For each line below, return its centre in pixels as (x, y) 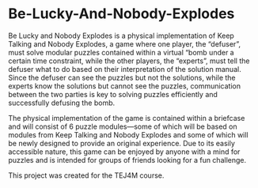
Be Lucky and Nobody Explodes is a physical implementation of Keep (121, 36)
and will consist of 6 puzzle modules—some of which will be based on (123, 126)
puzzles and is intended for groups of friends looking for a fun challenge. (127, 160)
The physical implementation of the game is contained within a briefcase (127, 118)
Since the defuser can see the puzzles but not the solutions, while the (122, 77)
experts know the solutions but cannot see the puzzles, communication (125, 86)
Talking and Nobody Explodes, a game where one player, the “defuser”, (125, 43)
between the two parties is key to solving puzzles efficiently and (113, 94)
